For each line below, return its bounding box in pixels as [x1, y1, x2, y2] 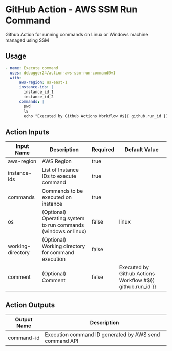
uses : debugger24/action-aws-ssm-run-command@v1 [10, 70, 116, 76]
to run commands [41, 221, 84, 229]
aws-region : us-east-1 [18, 80, 68, 85]
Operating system [41, 215, 85, 222]
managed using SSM [5, 37, 49, 43]
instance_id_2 [24, 94, 54, 99]
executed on [41, 194, 72, 201]
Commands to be [41, 188, 83, 195]
